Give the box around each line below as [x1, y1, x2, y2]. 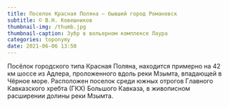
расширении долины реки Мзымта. [7, 92, 114, 100]
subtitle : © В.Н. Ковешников [7, 17, 93, 24]
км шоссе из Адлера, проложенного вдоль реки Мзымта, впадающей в [7, 69, 223, 78]
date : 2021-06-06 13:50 [7, 43, 77, 50]
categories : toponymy [7, 36, 71, 43]
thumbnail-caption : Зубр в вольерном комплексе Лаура [7, 29, 169, 37]
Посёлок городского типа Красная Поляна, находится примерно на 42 [7, 62, 221, 70]
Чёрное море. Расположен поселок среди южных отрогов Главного [7, 77, 214, 85]
